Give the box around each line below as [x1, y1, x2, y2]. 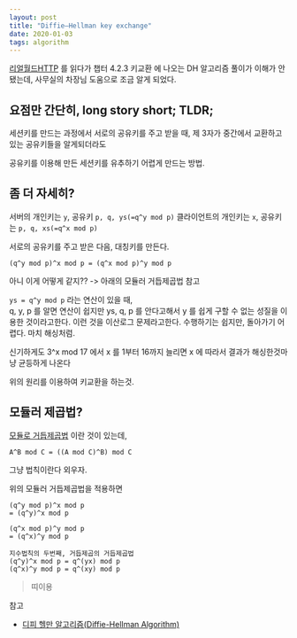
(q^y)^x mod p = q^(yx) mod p [9, 556, 121, 565]
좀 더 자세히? [9, 186, 75, 201]
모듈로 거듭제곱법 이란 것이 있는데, [9, 430, 127, 440]
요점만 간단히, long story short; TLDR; [9, 103, 214, 118]
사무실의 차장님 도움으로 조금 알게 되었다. [34, 74, 177, 85]
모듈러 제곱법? [9, 405, 83, 420]
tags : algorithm [9, 37, 69, 47]
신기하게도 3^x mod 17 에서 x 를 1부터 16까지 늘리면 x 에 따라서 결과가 [9, 346, 250, 357]
